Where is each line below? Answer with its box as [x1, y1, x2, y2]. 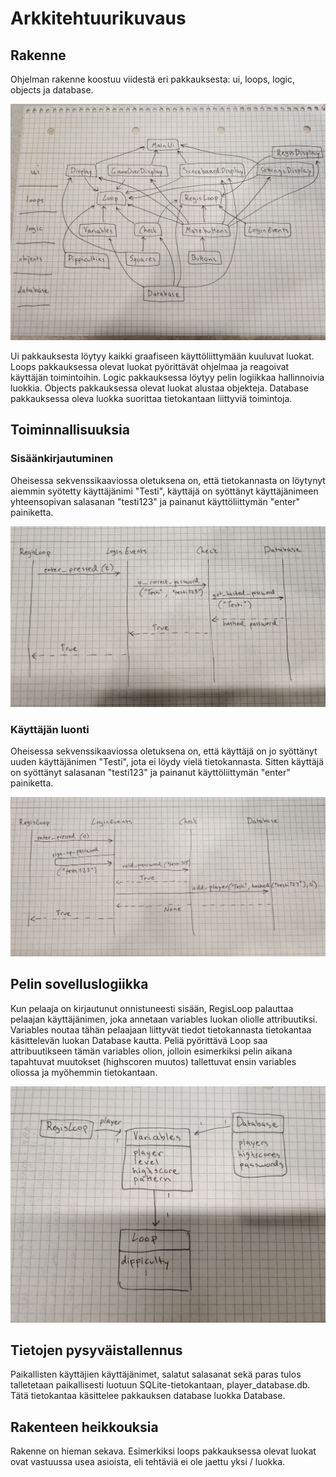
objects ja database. [10, 84, 94, 96]
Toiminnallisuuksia [10, 422, 130, 439]
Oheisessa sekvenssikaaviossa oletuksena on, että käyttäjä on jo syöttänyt [10, 745, 318, 757]
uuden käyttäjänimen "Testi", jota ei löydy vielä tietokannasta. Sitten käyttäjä [10, 756, 325, 768]
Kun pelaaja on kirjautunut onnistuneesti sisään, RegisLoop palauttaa [10, 1002, 294, 1014]
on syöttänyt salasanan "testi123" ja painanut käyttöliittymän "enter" [10, 767, 291, 779]
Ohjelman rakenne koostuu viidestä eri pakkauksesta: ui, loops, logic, [10, 73, 296, 85]
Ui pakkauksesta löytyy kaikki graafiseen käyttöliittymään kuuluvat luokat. [10, 350, 315, 362]
